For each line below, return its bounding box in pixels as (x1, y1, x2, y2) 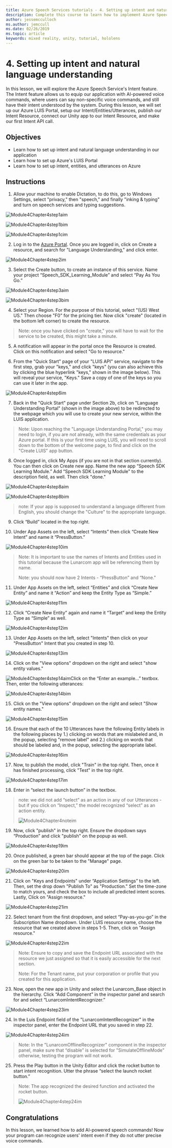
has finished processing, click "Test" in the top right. (13, 767, 124, 773)
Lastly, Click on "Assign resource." (13, 894, 86, 901)
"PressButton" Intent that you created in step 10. (13, 640, 115, 646)
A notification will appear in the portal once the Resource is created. (13, 343, 156, 350)
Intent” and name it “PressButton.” (13, 534, 86, 540)
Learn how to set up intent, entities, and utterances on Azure (13, 163, 141, 169)
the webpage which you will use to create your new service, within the (13, 411, 162, 417)
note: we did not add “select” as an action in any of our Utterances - (18, 797, 162, 803)
